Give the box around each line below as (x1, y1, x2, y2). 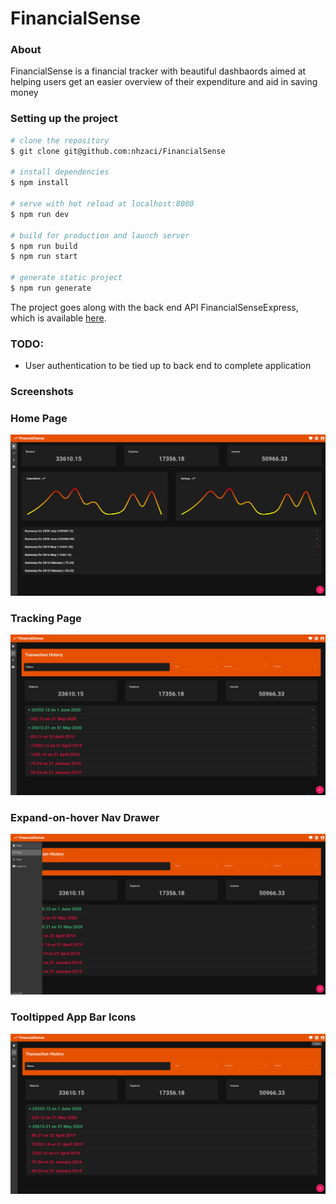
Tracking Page (10, 611, 82, 625)
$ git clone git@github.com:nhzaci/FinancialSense (10, 146, 226, 156)
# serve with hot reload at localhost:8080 (10, 199, 195, 209)
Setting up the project (10, 112, 118, 126)
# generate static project (10, 273, 123, 283)
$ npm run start (10, 252, 78, 262)
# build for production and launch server (10, 230, 190, 241)
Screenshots (10, 385, 74, 399)
